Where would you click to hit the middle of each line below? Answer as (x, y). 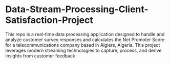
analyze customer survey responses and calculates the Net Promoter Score (85, 40)
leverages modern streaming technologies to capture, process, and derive (83, 50)
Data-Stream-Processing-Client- (77, 9)
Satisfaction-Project (49, 20)
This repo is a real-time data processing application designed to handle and (85, 34)
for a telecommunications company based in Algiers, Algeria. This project (83, 45)
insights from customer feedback (40, 56)
